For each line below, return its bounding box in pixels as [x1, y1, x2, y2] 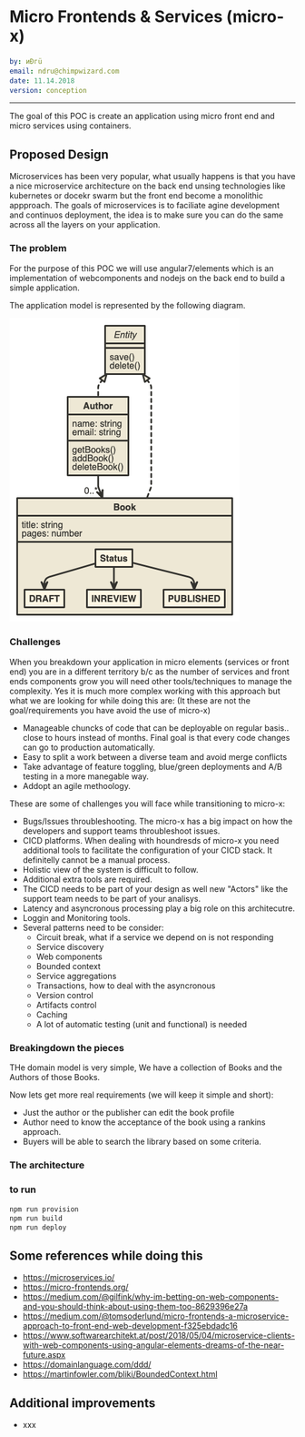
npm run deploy [9, 1223, 67, 1232]
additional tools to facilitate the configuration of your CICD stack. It [22, 845, 272, 855]
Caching [35, 1008, 68, 1020]
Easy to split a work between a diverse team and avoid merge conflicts [22, 751, 288, 762]
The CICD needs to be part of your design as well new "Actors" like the [22, 883, 289, 894]
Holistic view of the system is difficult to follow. [22, 864, 199, 875]
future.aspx [22, 1350, 66, 1361]
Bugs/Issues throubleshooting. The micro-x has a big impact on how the [22, 815, 293, 826]
